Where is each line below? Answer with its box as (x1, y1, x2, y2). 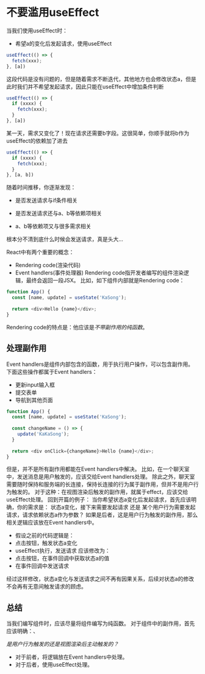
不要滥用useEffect (6, 5, 99, 20)
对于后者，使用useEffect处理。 (15, 661, 93, 669)
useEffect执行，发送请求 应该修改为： (15, 547, 111, 554)
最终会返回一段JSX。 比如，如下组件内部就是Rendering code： (26, 277, 185, 284)
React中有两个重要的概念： (6, 248, 74, 256)
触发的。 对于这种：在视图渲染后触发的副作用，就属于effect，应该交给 (11, 489, 189, 496)
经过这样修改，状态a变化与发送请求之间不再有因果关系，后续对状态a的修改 (6, 575, 194, 583)
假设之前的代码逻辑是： (15, 532, 74, 539)
